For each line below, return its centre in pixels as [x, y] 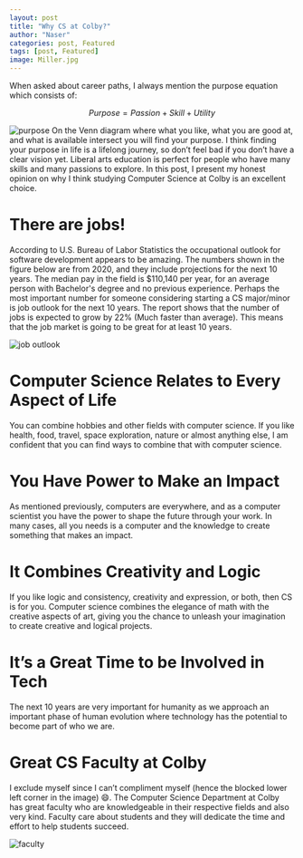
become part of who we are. [62, 726]
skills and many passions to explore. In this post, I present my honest [137, 169]
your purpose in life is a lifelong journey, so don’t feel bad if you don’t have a [152, 149]
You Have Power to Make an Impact [145, 482]
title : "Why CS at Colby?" [60, 26]
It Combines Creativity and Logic [135, 572]
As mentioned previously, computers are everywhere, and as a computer [145, 506]
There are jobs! [67, 225]
